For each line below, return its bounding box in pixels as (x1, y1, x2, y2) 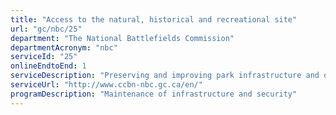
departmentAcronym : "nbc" (10, 42, 118, 53)
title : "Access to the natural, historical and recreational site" (10, 14, 298, 25)
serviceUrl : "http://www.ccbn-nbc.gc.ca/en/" (10, 80, 203, 90)
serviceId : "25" (10, 52, 78, 62)
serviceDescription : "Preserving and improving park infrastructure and (10, 71, 320, 81)
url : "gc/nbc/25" (10, 24, 83, 34)
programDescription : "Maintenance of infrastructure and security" (10, 89, 298, 99)
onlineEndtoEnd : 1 (10, 61, 87, 71)
